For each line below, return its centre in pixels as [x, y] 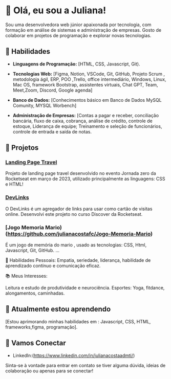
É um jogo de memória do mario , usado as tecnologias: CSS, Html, [76, 245]
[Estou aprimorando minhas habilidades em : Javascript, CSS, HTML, [78, 321]
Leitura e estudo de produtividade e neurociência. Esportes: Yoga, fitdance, [85, 288]
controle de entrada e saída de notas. [52, 131]
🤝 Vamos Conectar [36, 343]
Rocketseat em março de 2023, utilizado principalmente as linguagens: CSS [85, 179]
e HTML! [15, 184]
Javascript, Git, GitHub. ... [33, 251]
